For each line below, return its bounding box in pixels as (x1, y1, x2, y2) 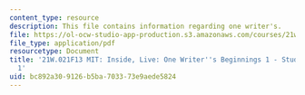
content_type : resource (9, 13, 100, 23)
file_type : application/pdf (9, 38, 116, 48)
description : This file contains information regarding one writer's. (9, 22, 282, 31)
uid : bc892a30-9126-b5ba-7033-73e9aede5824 (9, 72, 177, 81)
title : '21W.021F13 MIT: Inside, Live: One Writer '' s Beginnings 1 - (9, 55, 279, 64)
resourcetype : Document (9, 47, 100, 56)
